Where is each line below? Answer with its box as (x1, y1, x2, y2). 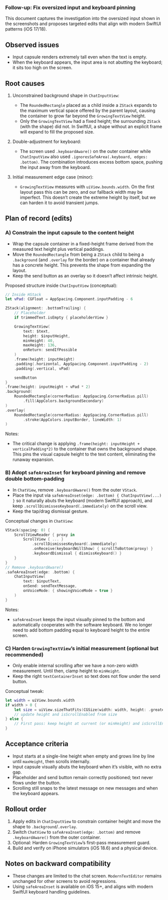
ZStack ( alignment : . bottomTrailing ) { (5, 306, 86, 311)
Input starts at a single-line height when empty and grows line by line (12, 753, 155, 759)
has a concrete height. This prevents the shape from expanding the (12, 262, 151, 268)
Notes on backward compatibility (5, 859, 111, 868)
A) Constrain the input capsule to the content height (5, 229, 134, 236)
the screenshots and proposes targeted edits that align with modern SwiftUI (5, 21, 161, 27)
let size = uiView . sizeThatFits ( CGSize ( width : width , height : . (14, 707, 151, 712)
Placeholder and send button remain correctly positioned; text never (12, 774, 153, 780)
